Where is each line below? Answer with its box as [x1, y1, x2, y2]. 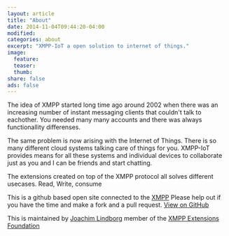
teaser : [13, 62, 36, 69]
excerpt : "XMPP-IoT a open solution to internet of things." [7, 43, 190, 50]
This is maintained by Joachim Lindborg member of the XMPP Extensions [7, 214, 219, 223]
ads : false [7, 82, 39, 89]
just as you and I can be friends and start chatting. [7, 158, 153, 168]
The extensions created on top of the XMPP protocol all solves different [7, 172, 214, 181]
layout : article [7, 10, 55, 17]
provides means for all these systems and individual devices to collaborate [7, 152, 223, 160]
